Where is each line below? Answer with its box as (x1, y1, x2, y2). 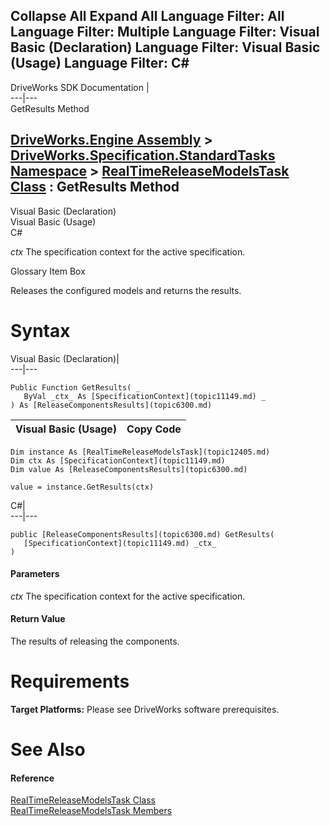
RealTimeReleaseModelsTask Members (10, 805, 173, 817)
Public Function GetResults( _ (10, 382, 141, 393)
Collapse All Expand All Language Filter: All (10, 8, 285, 25)
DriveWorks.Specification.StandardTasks (10, 147, 276, 164)
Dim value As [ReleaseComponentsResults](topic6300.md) (10, 464, 248, 474)
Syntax (10, 319, 71, 342)
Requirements (10, 670, 130, 693)
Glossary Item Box (10, 265, 86, 277)
